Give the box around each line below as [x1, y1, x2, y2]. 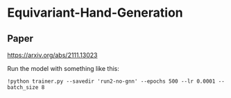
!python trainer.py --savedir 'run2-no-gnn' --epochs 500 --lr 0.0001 [7, 78, 216, 85]
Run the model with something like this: [7, 65, 119, 72]
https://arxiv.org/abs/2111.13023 [7, 51, 98, 59]
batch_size [7, 84, 39, 91]
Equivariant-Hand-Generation [7, 5, 184, 21]
